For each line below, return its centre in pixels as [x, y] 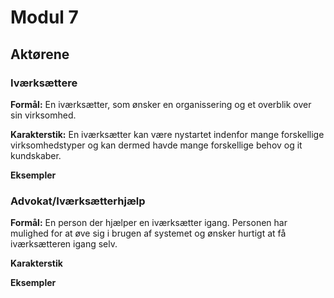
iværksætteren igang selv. [64, 244]
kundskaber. [36, 155]
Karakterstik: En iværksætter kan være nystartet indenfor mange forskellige [167, 134]
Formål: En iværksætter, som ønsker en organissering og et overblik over [161, 104]
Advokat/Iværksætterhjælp [78, 201]
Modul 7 [44, 17]
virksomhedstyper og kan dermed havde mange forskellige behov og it [156, 145]
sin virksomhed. [43, 115]
